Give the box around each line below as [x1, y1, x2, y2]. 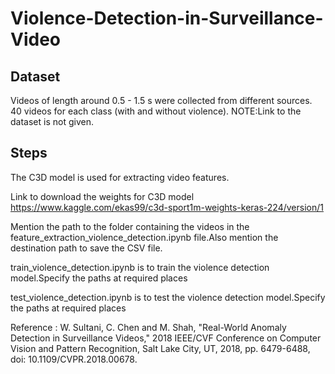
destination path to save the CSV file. [10, 242, 163, 254]
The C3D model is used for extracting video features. [10, 171, 230, 183]
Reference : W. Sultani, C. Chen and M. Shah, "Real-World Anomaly [10, 321, 287, 333]
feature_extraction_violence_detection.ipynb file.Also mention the [10, 231, 279, 243]
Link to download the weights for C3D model [10, 190, 195, 202]
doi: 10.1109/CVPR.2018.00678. [10, 353, 138, 365]
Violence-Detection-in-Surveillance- [10, 7, 324, 30]
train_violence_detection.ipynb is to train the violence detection [10, 261, 270, 273]
